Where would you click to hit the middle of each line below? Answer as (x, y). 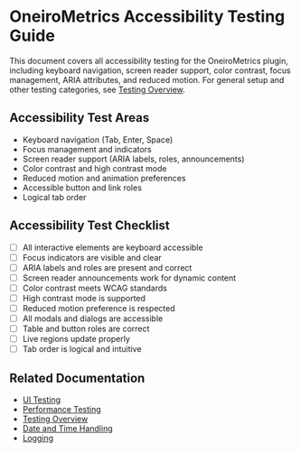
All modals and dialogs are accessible (93, 318)
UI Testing (42, 400)
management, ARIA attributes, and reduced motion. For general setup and (147, 79)
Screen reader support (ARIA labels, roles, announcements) (134, 159)
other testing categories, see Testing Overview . (97, 89)
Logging (38, 438)
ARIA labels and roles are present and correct (107, 267)
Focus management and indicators (87, 149)
